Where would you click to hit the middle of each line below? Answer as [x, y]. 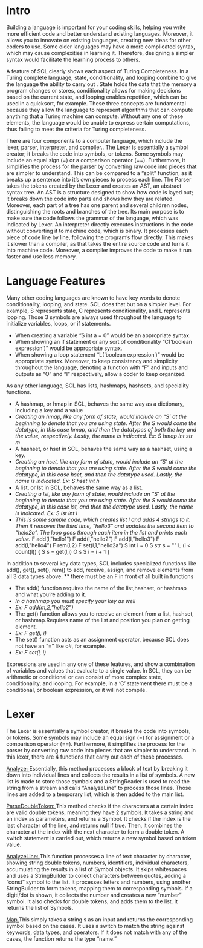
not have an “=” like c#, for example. [60, 646]
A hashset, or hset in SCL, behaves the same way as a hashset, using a [103, 449]
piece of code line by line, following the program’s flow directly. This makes [100, 237]
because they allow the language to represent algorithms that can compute [100, 110]
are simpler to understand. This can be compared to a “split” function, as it [99, 173]
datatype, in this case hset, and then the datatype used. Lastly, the [99, 474]
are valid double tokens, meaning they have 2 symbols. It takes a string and [100, 812]
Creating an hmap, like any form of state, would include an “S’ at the [101, 416]
